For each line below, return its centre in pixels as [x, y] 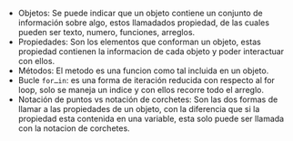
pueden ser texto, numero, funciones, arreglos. [106, 32]
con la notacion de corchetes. [74, 128]
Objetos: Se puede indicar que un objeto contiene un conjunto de [140, 13]
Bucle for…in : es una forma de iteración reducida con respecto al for [146, 80]
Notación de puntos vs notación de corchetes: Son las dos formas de [148, 99]
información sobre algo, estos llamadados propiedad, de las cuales [144, 23]
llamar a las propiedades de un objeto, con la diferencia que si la [139, 109]
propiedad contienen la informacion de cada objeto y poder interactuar [151, 52]
